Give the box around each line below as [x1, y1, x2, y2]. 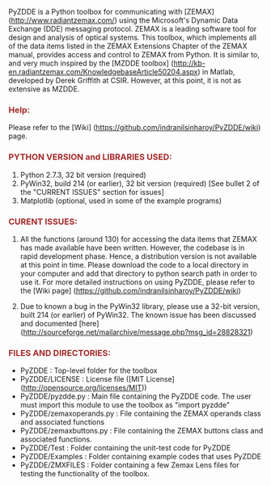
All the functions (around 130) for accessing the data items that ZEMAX [19, 234, 257, 243]
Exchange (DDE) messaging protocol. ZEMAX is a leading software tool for [8, 24, 257, 33]
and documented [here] [19, 319, 100, 328]
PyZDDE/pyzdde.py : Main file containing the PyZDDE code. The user [19, 391, 252, 401]
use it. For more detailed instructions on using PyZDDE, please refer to [19, 277, 255, 286]
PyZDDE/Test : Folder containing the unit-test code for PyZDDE [19, 443, 231, 453]
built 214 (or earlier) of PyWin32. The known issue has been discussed [19, 310, 256, 319]
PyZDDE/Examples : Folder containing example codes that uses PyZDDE [19, 452, 261, 462]
